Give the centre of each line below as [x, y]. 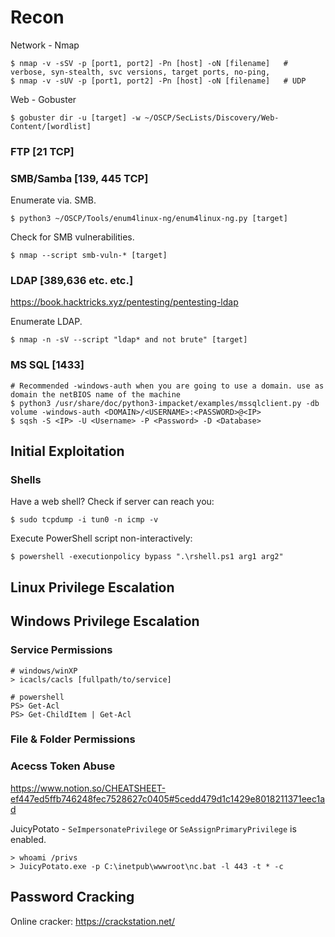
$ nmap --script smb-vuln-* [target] [89, 256]
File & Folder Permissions [73, 739]
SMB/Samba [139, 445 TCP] [79, 178]
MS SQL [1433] [47, 365]
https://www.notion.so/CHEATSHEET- [88, 788]
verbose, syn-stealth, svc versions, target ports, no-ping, [140, 72]
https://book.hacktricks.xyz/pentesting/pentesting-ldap [124, 302]
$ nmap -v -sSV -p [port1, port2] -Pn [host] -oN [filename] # [149, 63]
